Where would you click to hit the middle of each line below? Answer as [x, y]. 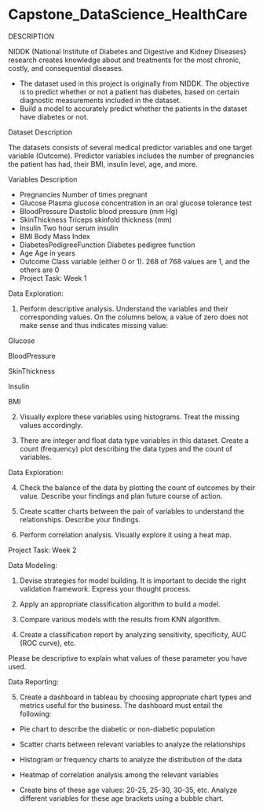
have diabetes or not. [54, 116]
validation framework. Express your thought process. [105, 588]
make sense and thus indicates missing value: [94, 325]
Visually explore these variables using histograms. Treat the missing [129, 417]
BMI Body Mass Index [55, 236]
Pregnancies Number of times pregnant [83, 194]
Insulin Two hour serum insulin [69, 228]
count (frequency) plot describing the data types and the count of [126, 448]
